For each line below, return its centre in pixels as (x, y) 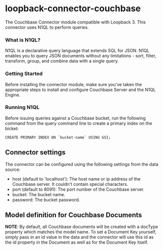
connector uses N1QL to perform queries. (47, 27)
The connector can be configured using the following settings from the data (82, 164)
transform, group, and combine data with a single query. (62, 61)
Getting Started (24, 74)
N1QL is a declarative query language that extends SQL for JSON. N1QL (77, 51)
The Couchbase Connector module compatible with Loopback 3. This (75, 22)
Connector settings (35, 152)
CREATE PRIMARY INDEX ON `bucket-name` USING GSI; (58, 137)
